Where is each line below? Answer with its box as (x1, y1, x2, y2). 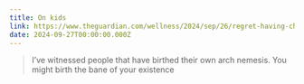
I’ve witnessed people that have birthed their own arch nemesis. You (31, 55, 288, 66)
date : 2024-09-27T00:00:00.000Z (9, 30, 131, 39)
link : (9, 22, 30, 31)
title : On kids (9, 13, 67, 23)
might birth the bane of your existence (31, 64, 175, 75)
